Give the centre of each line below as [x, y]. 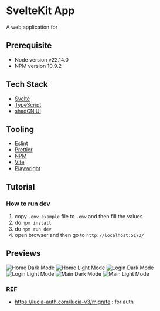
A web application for [32, 27]
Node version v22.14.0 [42, 59]
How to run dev [28, 204]
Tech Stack [27, 84]
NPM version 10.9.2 [38, 66]
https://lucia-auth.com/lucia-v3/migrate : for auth [74, 302]
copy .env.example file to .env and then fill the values [79, 217]
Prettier [23, 150]
